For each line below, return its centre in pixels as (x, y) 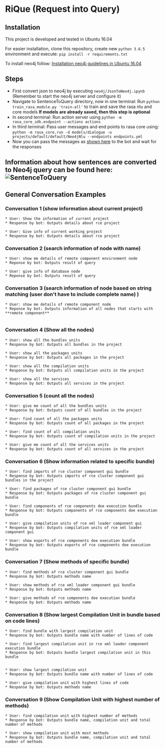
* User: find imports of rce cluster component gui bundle (67, 472)
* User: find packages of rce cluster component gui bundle (68, 489)
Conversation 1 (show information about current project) (74, 208)
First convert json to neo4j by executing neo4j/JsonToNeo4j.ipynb (79, 91)
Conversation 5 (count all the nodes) (50, 396)
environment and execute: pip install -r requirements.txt (66, 54)
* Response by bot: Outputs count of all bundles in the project (73, 411)
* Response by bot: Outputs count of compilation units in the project (80, 436)
